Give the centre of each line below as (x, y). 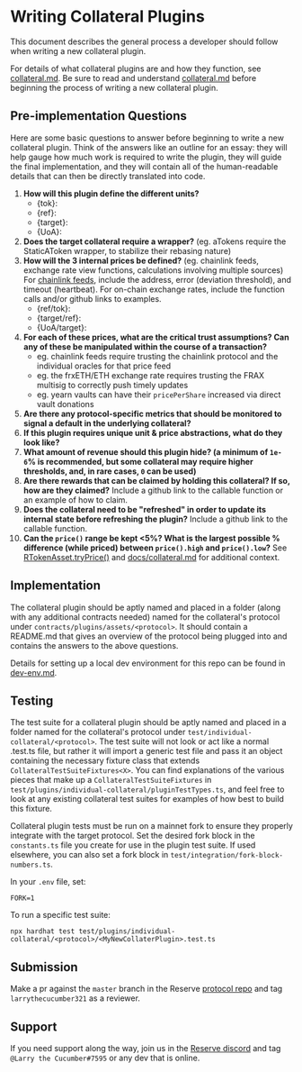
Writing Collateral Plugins (107, 17)
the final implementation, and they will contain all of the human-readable (144, 166)
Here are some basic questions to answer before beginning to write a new (147, 138)
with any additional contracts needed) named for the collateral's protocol (145, 617)
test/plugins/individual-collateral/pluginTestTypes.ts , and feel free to (147, 789)
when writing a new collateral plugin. (78, 50)
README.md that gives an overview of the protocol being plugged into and (149, 636)
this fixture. (31, 809)
